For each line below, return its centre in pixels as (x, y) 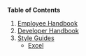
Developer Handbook (48, 31)
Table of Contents (34, 10)
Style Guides (36, 38)
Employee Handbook (48, 23)
